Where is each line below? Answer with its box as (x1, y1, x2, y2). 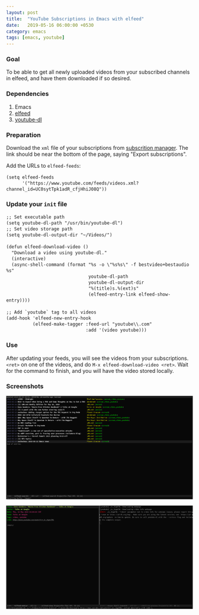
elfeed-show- (138, 291, 171, 297)
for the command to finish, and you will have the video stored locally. (6, 367, 174, 374)
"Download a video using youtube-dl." (11, 250, 108, 256)
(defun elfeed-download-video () (6, 244, 89, 250)
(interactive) (11, 256, 46, 262)
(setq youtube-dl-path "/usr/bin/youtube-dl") (6, 220, 123, 226)
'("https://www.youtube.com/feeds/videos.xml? (21, 180, 139, 187)
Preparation (6, 131, 41, 139)
